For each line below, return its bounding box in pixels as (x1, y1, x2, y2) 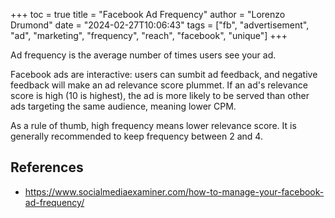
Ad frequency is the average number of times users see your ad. (10, 49, 277, 61)
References (10, 159, 84, 176)
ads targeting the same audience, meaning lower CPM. (10, 100, 237, 112)
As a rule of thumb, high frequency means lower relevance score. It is (10, 120, 297, 131)
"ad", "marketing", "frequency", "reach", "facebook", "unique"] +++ (10, 30, 288, 41)
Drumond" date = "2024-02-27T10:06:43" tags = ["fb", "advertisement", (10, 19, 310, 31)
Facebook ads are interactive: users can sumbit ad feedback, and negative (10, 69, 318, 80)
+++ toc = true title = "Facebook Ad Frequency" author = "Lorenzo (10, 9, 286, 20)
